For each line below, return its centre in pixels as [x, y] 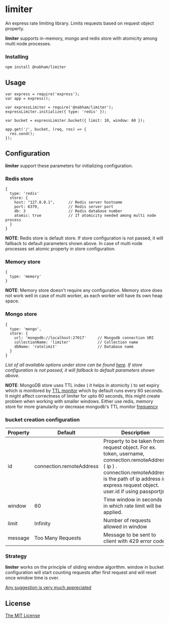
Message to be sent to [130, 535]
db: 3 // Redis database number [68, 211]
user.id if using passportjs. [135, 492]
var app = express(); [28, 99]
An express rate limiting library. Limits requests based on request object [80, 23]
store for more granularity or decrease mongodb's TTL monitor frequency [82, 407]
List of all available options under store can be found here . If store [74, 365]
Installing [17, 56]
